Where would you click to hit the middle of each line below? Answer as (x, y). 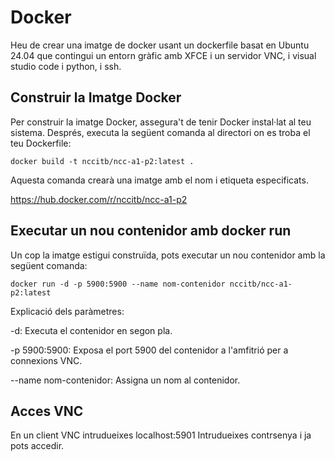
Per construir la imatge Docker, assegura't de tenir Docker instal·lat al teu (161, 122)
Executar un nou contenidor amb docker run (151, 231)
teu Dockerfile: (41, 143)
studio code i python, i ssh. (66, 66)
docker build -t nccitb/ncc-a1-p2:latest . (102, 161)
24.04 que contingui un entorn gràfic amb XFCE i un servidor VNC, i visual (163, 55)
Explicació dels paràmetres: (67, 311)
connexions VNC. (46, 360)
